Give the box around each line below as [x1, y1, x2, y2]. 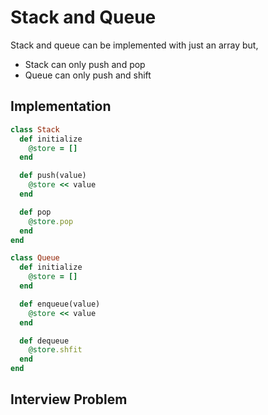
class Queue [10, 253, 60, 263]
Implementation [10, 98, 112, 115]
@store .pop [28, 216, 74, 226]
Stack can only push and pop [24, 58, 146, 70]
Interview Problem [10, 391, 128, 408]
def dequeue [19, 336, 70, 346]
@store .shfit [28, 345, 83, 355]
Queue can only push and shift [24, 69, 152, 81]
